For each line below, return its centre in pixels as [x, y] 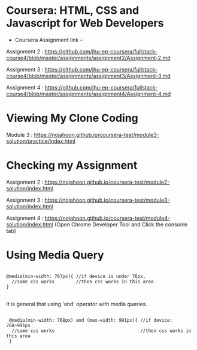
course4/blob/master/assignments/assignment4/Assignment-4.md [89, 94]
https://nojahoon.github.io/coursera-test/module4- [107, 218]
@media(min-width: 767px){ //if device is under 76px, [76, 276]
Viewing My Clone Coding [72, 118]
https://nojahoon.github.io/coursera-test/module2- [107, 182]
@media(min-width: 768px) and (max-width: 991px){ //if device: [90, 320]
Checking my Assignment [72, 165]
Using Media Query [55, 255]
